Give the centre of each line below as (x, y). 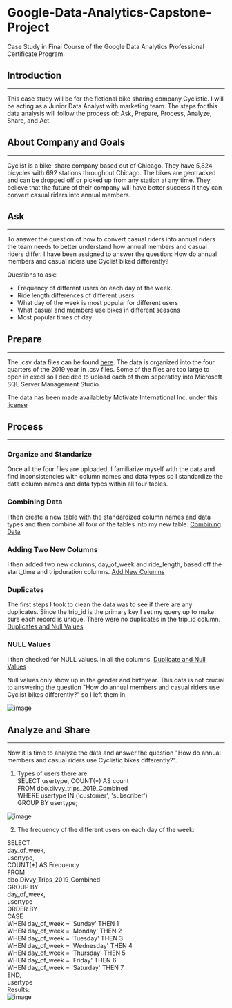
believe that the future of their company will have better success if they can (115, 187)
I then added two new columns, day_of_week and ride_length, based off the (115, 564)
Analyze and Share (49, 730)
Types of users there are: (53, 773)
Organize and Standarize (50, 454)
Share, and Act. (29, 120)
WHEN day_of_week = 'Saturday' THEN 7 (66, 968)
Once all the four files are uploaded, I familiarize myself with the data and (111, 469)
